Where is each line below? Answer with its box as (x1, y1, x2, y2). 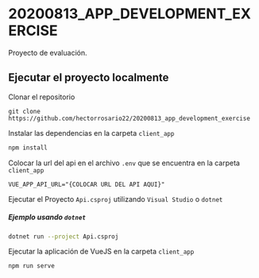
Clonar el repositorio (8, 92, 75, 102)
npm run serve (8, 262, 56, 270)
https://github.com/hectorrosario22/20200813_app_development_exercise (8, 114, 250, 122)
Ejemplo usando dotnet (8, 212, 86, 222)
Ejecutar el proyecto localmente (8, 71, 169, 84)
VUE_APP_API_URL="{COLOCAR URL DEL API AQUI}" (8, 180, 165, 188)
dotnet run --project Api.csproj (8, 232, 119, 241)
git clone (8, 107, 41, 115)
